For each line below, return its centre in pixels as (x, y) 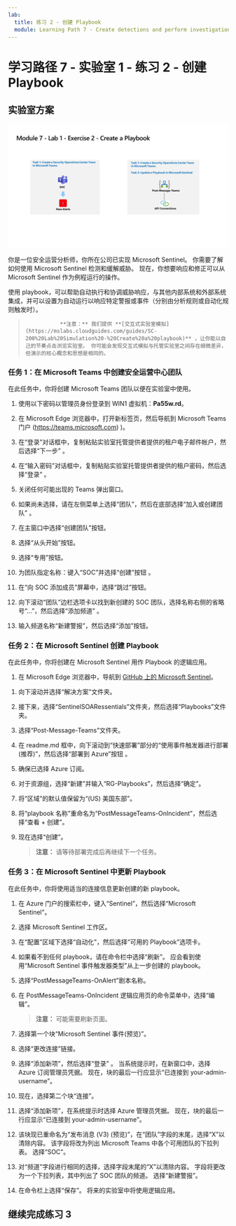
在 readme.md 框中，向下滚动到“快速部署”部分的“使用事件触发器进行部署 (123, 745)
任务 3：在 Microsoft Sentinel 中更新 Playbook (87, 872)
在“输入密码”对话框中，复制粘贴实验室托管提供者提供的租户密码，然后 (119, 466)
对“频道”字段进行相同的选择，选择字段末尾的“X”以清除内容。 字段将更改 (122, 1167)
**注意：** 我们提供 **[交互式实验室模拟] (115, 324)
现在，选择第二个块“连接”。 (58, 1096)
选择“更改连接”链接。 (49, 1048)
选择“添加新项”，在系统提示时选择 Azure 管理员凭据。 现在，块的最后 (118, 1111)
